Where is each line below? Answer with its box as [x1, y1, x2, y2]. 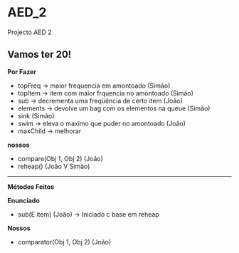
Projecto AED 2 [7, 28, 52, 36]
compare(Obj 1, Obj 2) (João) [17, 154, 103, 162]
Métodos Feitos [7, 182, 55, 191]
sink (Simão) [17, 111, 55, 120]
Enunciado [7, 196, 41, 205]
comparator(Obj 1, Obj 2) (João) [17, 237, 112, 246]
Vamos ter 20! [7, 48, 72, 61]
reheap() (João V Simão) [17, 162, 90, 170]
